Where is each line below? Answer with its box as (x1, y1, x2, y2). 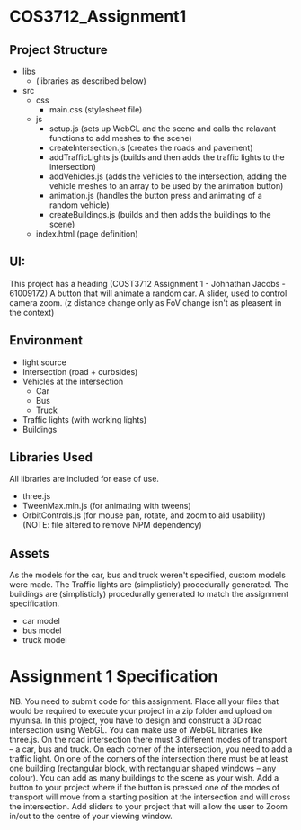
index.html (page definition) (35, 228, 138, 239)
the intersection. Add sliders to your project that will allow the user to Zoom (9, 801, 288, 812)
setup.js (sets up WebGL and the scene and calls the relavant (49, 123, 277, 134)
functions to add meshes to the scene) (49, 133, 193, 143)
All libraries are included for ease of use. (9, 474, 160, 485)
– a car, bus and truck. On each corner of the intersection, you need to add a (9, 744, 293, 754)
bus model (22, 625, 62, 636)
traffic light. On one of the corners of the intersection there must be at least (9, 754, 288, 764)
